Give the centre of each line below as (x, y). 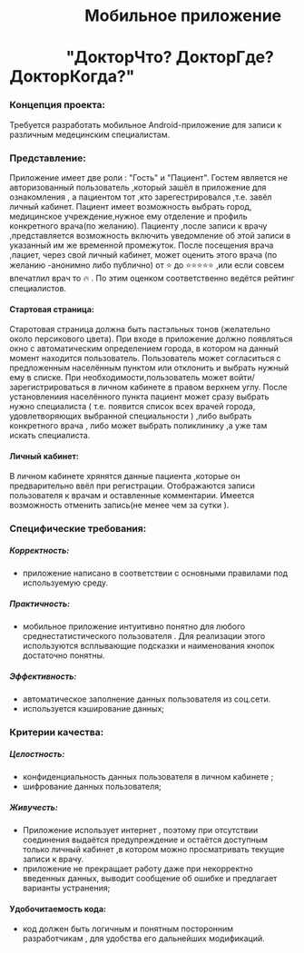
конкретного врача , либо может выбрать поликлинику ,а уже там (138, 426)
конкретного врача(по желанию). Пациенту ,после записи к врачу (138, 226)
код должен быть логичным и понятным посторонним (128, 929)
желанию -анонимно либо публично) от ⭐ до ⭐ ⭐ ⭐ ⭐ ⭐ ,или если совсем (147, 265)
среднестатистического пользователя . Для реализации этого (144, 636)
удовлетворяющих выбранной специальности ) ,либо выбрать (131, 416)
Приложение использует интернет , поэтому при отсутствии (140, 830)
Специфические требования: (78, 529)
